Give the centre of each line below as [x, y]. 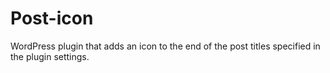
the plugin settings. [50, 56]
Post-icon [52, 18]
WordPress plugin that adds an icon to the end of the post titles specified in [165, 46]
